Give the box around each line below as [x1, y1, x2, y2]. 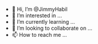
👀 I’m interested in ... [11, 12, 62, 19]
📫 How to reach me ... [11, 32, 67, 38]
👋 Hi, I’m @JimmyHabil [11, 6, 68, 12]
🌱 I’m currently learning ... [11, 18, 75, 25]
